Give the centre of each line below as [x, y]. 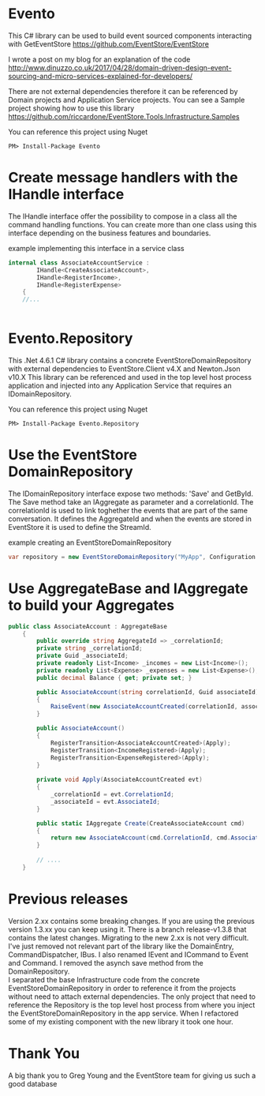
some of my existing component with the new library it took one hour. [121, 1021]
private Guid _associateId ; [82, 656]
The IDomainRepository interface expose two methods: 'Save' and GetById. [131, 494]
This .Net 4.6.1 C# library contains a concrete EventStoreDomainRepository [130, 360]
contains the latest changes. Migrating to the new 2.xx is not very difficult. [129, 937]
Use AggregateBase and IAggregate [128, 588]
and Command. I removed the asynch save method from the [106, 963]
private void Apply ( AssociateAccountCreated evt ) [119, 780]
